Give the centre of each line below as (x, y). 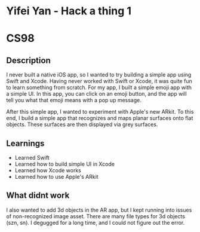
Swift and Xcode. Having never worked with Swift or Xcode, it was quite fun (99, 81)
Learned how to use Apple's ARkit (56, 177)
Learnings (25, 143)
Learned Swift (32, 158)
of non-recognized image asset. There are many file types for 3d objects (96, 216)
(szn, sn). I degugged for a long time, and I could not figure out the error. (96, 222)
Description (28, 60)
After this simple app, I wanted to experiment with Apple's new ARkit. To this (100, 112)
